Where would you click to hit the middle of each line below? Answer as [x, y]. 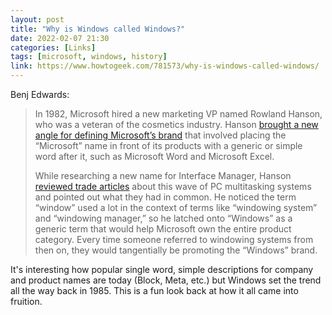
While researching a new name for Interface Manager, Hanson [163, 175]
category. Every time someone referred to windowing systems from [174, 239]
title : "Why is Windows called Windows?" [98, 29]
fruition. [26, 301]
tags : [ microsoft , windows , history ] [89, 57]
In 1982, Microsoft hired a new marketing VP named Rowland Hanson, [178, 114]
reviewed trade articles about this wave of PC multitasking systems [173, 186]
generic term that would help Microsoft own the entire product [163, 229]
